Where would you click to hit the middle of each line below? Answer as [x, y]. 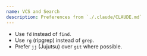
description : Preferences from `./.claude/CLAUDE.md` [74, 17]
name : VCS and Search [33, 11]
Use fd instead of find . [43, 34]
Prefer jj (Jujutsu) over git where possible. [68, 46]
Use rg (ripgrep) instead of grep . [54, 40]
